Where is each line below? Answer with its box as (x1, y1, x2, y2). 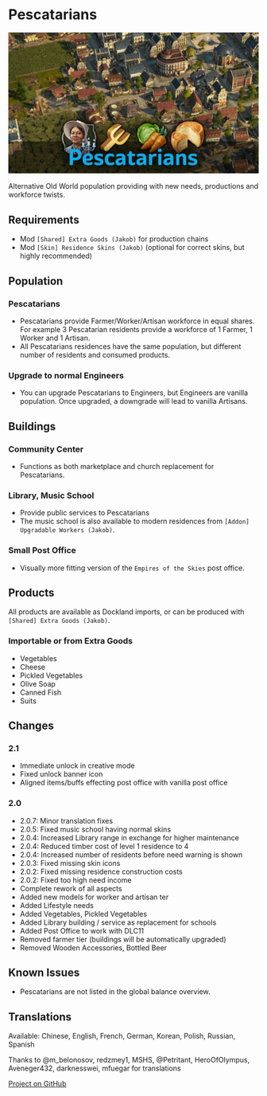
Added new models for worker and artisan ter (19, 892, 169, 902)
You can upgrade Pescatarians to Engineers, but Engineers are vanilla (19, 388, 249, 397)
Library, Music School (8, 490, 95, 501)
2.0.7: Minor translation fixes (19, 816, 114, 825)
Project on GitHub (8, 1079, 67, 1089)
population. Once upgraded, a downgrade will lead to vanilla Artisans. (19, 397, 248, 406)
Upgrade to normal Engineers (8, 370, 125, 381)
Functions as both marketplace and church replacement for (19, 461, 215, 471)
